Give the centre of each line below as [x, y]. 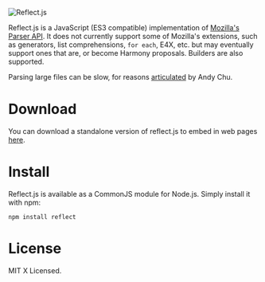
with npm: [25, 202]
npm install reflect [43, 217]
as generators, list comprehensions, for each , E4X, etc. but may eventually [131, 45]
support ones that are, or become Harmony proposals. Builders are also [126, 53]
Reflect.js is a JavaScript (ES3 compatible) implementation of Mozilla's [124, 27]
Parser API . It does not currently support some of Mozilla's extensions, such [133, 36]
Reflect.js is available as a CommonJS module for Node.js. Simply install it [129, 194]
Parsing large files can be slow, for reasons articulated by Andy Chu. [121, 77]
